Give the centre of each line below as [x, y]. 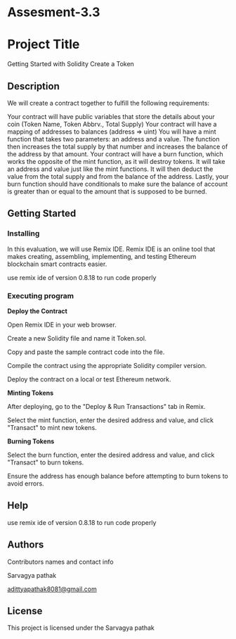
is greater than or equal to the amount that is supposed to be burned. [107, 191]
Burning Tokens [31, 441]
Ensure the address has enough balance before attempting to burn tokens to [118, 476]
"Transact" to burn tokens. [46, 462]
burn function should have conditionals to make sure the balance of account [118, 184]
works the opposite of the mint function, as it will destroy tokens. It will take [116, 161]
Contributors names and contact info [60, 562]
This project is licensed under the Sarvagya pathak [81, 628]
